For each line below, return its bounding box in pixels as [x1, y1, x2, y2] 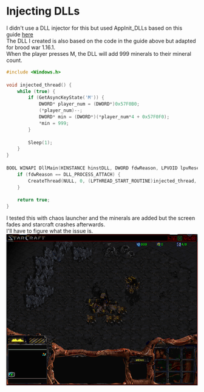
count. [6, 56, 22, 64]
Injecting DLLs [6, 4, 80, 18]
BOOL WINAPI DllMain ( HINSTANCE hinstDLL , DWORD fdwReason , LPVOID [6, 165, 178, 171]
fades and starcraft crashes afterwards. [6, 221, 106, 228]
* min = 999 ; [38, 120, 69, 126]
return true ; [17, 197, 50, 203]
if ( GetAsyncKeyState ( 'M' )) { [28, 95, 104, 101]
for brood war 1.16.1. [6, 44, 56, 51]
